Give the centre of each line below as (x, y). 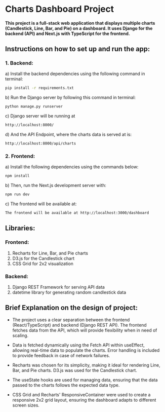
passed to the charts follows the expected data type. (66, 385)
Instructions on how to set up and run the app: (78, 49)
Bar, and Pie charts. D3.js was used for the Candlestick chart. (75, 370)
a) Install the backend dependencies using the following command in (75, 74)
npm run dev (17, 194)
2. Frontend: (20, 156)
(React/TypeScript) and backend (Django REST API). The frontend (79, 325)
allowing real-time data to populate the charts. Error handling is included (86, 350)
